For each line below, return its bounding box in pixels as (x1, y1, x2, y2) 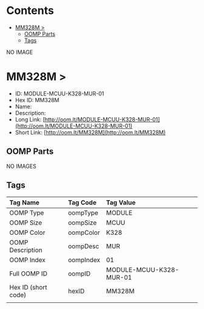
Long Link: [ (15, 116, 46, 123)
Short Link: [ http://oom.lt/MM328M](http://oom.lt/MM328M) (15, 128, 166, 136)
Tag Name (9, 198, 39, 207)
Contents (6, 4, 55, 18)
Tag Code (67, 198, 97, 207)
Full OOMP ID (9, 269, 47, 277)
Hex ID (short (9, 283, 47, 291)
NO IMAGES (6, 162, 36, 170)
